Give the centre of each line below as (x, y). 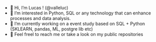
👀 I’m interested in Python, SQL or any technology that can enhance (81, 13)
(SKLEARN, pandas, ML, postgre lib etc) (51, 29)
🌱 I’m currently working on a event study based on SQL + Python (77, 23)
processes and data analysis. (40, 18)
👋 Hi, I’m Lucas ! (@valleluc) (39, 8)
